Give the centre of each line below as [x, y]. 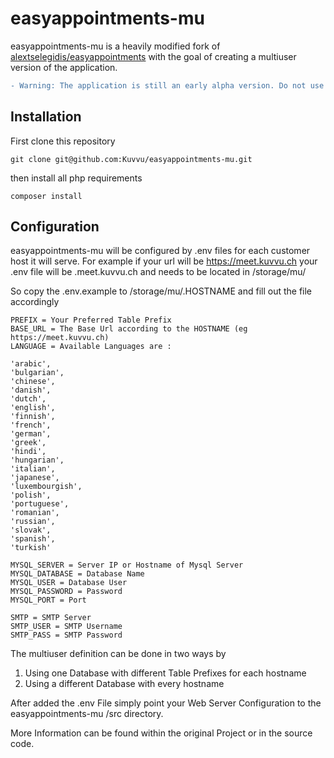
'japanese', [35, 478]
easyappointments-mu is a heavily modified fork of [115, 46]
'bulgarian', [37, 373]
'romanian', [35, 513]
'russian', [33, 522]
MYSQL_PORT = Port [48, 600]
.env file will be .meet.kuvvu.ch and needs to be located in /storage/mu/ [158, 272]
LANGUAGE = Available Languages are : [91, 347]
